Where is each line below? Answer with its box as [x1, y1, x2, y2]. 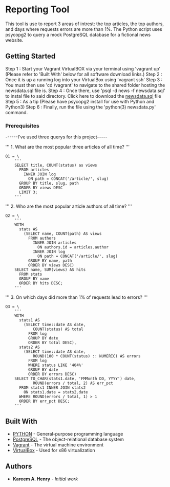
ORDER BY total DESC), [28, 340, 77, 346]
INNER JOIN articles [32, 240, 77, 245]
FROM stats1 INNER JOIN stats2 [18, 385, 86, 390]
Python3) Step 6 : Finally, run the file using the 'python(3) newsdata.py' [5, 104, 156, 110]
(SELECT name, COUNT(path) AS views [24, 231, 102, 237]
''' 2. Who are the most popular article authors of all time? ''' [5, 203, 132, 209]
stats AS [18, 227, 38, 232]
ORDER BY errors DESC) [28, 372, 77, 377]
